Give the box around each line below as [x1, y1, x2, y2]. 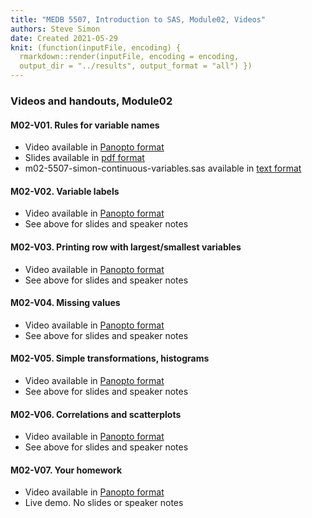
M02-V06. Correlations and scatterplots [10, 408, 182, 420]
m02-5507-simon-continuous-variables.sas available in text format [24, 162, 302, 175]
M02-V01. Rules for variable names [10, 119, 160, 131]
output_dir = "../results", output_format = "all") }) [19, 61, 253, 71]
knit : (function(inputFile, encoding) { [10, 42, 182, 53]
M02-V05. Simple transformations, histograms [10, 352, 210, 365]
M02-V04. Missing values [10, 297, 121, 309]
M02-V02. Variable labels [10, 185, 120, 197]
